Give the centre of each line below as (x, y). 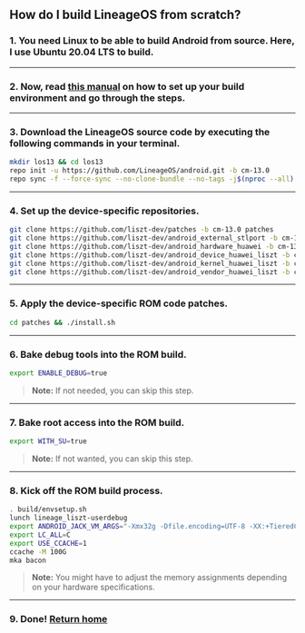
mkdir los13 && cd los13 (56, 163)
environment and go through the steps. (98, 97)
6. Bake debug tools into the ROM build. (98, 354)
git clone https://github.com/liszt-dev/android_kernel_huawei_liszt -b (150, 263)
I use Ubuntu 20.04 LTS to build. (82, 52)
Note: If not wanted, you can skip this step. (112, 459)
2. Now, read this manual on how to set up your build (127, 86)
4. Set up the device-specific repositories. (104, 211)
